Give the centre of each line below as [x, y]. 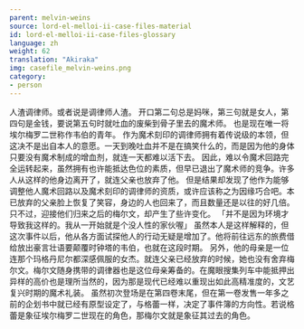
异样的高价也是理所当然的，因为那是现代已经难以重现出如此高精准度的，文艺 [152, 281]
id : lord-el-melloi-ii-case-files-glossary [93, 34]
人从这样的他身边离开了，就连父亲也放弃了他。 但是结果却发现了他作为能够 [149, 179]
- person [26, 85]
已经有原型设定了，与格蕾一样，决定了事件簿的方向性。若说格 [180, 304]
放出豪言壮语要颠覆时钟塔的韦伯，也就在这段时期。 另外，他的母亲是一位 [153, 247]
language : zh [34, 43]
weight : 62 [30, 52]
